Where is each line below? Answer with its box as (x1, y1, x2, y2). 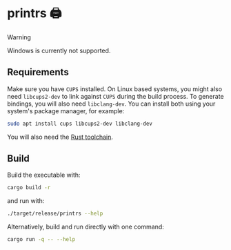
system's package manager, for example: (7, 106, 125, 115)
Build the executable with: (7, 171, 81, 180)
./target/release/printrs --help (7, 210, 103, 218)
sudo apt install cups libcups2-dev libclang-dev (7, 120, 153, 127)
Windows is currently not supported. (7, 46, 111, 55)
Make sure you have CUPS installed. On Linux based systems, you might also (7, 84, 223, 93)
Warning (7, 32, 31, 41)
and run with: (7, 197, 45, 205)
